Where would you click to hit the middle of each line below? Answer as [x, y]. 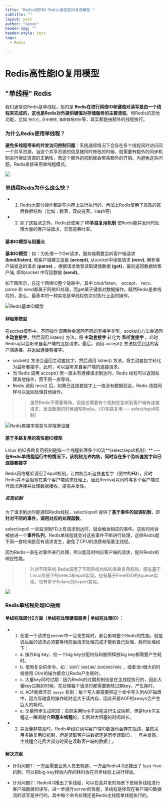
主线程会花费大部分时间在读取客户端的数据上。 [68, 741]
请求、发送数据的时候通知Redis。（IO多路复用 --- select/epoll [92, 409]
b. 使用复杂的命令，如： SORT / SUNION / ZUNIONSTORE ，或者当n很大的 [88, 667]
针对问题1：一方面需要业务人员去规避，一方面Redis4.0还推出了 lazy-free [87, 766]
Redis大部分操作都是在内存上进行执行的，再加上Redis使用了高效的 [88, 205]
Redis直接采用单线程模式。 [41, 164]
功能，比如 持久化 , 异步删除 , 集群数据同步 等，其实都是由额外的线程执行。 [76, 119]
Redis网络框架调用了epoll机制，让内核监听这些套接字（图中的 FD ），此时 [79, 473]
